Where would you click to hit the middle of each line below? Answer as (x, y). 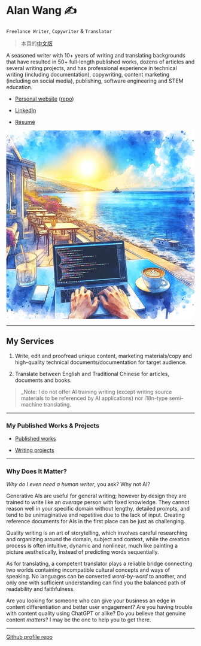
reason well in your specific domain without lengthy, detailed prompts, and (98, 509)
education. (19, 87)
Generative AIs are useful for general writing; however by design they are (96, 496)
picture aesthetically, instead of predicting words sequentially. (83, 552)
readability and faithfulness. (40, 589)
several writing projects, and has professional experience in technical (92, 68)
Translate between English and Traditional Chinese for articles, (92, 374)
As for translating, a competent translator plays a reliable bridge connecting (99, 564)
